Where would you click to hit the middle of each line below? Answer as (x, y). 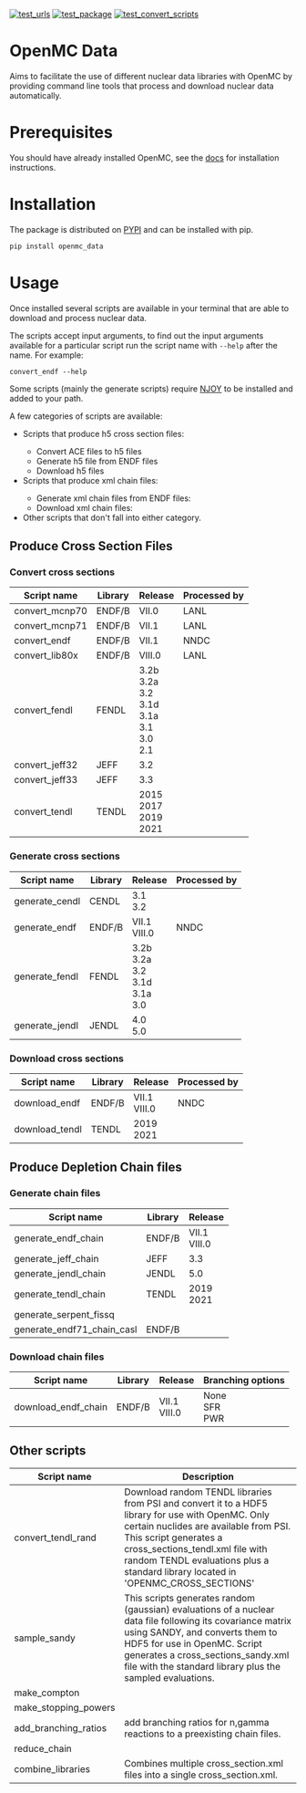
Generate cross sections (65, 856)
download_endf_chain (61, 1407)
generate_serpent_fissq (65, 1314)
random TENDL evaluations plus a (197, 1560)
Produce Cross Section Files (91, 546)
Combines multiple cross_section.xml (204, 1763)
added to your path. (46, 398)
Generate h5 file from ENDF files (97, 461)
